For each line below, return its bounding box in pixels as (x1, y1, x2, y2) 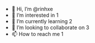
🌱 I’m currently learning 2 (11, 18, 73, 24)
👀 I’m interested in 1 (11, 12, 59, 19)
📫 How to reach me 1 (11, 31, 64, 37)
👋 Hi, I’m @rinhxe (11, 6, 54, 12)
